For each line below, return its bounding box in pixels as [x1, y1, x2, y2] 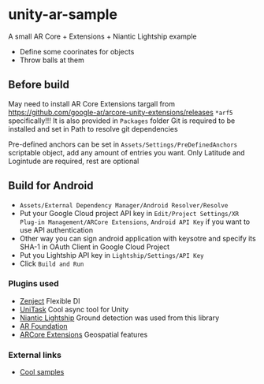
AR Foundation [19, 321, 69, 330]
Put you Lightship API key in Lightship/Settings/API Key [19, 250, 205, 259]
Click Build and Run [19, 259, 84, 268]
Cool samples [19, 367, 65, 377]
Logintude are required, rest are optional [8, 156, 139, 166]
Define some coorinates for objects [19, 47, 135, 56]
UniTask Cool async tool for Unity [19, 304, 129, 314]
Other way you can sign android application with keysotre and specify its [19, 233, 256, 243]
